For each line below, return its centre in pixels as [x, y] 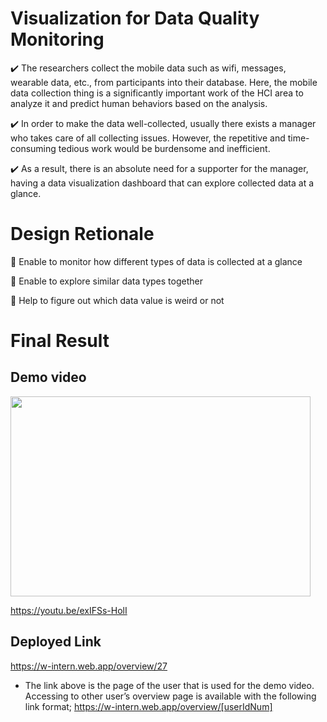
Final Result [60, 341]
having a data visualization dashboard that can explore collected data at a [162, 183]
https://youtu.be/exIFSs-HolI [69, 610]
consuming [33, 148]
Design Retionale [82, 234]
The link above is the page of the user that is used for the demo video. [169, 685]
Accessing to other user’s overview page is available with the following [170, 696]
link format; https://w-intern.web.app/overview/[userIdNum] [148, 706]
